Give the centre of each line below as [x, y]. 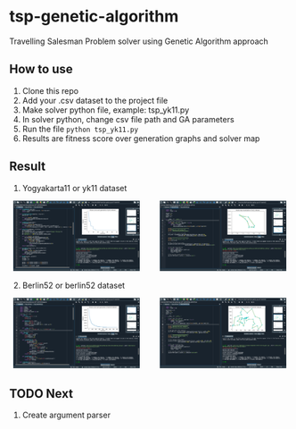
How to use [41, 69]
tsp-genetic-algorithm [94, 17]
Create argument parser [66, 415]
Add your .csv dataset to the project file [95, 100]
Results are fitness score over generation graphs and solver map [141, 138]
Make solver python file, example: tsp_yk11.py [106, 110]
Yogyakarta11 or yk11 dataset [74, 188]
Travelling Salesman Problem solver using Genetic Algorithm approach [139, 41]
